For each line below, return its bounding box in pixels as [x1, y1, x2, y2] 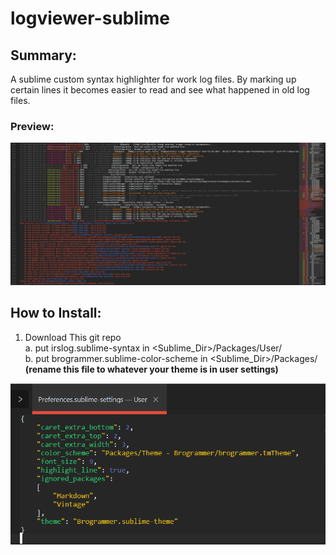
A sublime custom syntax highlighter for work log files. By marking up [10, 73, 297, 85]
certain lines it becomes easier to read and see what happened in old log [10, 84, 310, 96]
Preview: [10, 119, 55, 133]
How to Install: [10, 305, 102, 322]
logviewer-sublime [10, 7, 170, 30]
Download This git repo [24, 331, 122, 343]
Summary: [10, 47, 77, 64]
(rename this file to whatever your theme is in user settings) [24, 363, 279, 375]
